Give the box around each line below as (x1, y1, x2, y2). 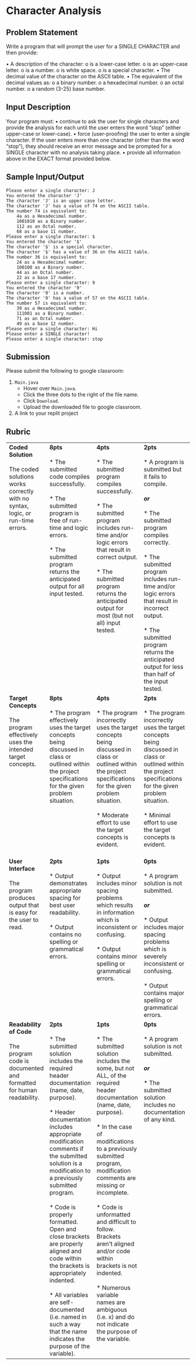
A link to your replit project (14, 410, 79, 417)
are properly (49, 1240, 83, 1248)
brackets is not (96, 1262, 137, 1270)
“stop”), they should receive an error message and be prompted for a (6, 142, 172, 150)
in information (96, 909, 135, 917)
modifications (96, 1137, 134, 1146)
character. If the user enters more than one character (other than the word (6, 136, 184, 143)
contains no (49, 930, 82, 938)
